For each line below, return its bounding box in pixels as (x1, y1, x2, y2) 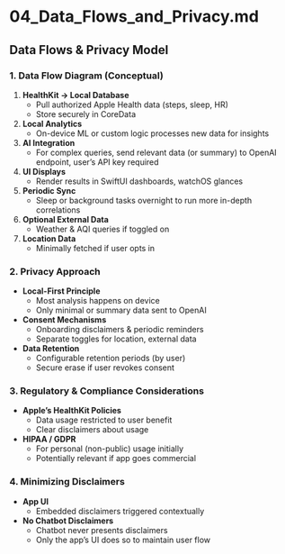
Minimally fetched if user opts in (35, 242, 156, 253)
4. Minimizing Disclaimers (9, 476, 126, 488)
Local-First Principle (22, 286, 101, 296)
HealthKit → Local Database (22, 89, 129, 100)
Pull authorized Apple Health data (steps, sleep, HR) (35, 99, 229, 110)
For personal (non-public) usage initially (35, 443, 184, 454)
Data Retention (22, 343, 80, 354)
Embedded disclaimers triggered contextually (35, 505, 205, 516)
